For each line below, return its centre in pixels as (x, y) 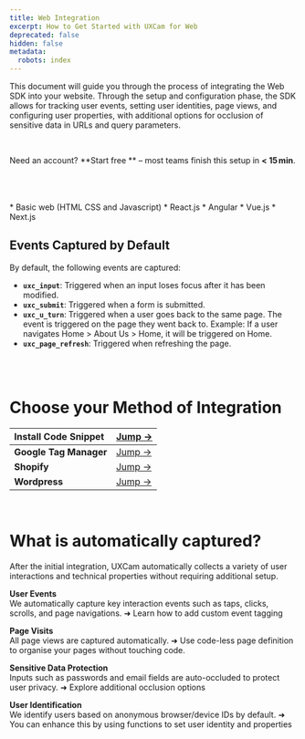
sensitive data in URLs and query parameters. (95, 125)
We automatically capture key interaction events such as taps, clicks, (139, 603)
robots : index (44, 60)
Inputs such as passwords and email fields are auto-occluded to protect (145, 677)
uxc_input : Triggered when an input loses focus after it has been (144, 285)
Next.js (23, 217)
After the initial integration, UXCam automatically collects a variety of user (148, 566)
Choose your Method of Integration (146, 408)
